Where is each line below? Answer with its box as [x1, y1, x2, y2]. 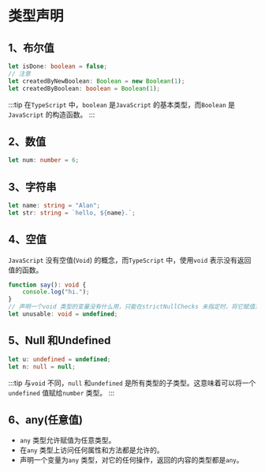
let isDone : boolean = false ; [8, 62, 108, 70]
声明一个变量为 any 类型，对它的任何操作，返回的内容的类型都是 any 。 [19, 455, 244, 465]
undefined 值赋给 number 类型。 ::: [8, 388, 115, 397]
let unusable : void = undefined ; [8, 310, 118, 318]
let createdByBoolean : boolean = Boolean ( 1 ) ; [8, 84, 160, 92]
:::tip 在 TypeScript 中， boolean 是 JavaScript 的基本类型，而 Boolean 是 [8, 99, 235, 109]
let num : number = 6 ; [8, 156, 80, 164]
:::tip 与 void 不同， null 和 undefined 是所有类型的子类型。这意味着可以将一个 [8, 378, 256, 388]
